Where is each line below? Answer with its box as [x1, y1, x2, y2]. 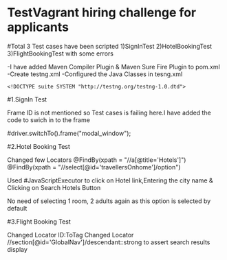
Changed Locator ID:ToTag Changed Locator [7, 231, 134, 239]
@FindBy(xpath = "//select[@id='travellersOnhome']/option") [7, 163, 181, 171]
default [7, 204, 28, 212]
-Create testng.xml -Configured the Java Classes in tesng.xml [7, 70, 183, 78]
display [7, 245, 28, 253]
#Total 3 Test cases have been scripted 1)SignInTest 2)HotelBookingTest [7, 42, 212, 50]
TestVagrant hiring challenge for [7, 5, 197, 21]
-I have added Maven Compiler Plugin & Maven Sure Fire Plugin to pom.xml [7, 62, 220, 71]
